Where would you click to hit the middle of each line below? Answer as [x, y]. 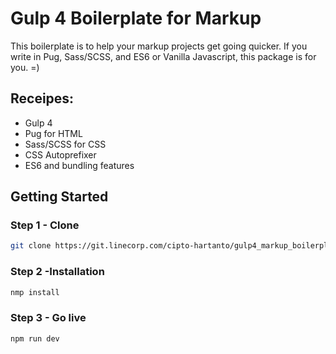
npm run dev [35, 338]
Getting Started [59, 197]
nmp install [35, 292]
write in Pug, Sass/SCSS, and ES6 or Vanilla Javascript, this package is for [163, 56]
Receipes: [42, 98]
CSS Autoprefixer [60, 154]
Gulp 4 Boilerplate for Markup [136, 18]
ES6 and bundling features [79, 165]
